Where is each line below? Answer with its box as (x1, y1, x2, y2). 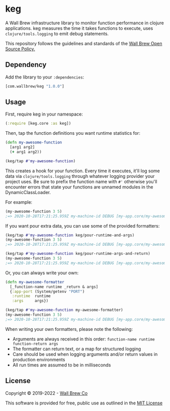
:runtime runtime (12, 293, 51, 299)
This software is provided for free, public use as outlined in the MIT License (5, 400, 163, 406)
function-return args (12, 341, 58, 346)
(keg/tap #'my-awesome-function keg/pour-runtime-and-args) (5, 233, 135, 238)
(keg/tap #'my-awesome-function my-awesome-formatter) (5, 308, 123, 313)
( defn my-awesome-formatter (5, 279, 65, 284)
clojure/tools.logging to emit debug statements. (5, 30, 109, 36)
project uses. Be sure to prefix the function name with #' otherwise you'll (5, 178, 158, 184)
